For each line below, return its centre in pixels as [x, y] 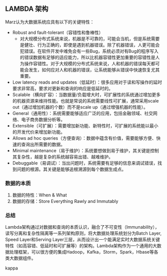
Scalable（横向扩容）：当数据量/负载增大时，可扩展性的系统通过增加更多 [86, 94]
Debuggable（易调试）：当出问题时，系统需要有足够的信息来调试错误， [85, 163]
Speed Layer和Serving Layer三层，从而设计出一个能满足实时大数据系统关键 [83, 240]
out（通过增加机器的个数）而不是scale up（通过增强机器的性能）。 [80, 107]
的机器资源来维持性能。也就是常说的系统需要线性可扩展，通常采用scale [85, 100]
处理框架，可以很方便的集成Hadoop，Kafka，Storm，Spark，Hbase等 [82, 252]
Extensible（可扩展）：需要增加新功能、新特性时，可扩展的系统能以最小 [85, 125]
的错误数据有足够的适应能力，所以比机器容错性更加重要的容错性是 [87, 57]
